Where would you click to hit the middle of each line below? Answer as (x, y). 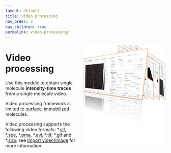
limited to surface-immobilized (37, 109)
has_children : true (26, 27)
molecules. (17, 114)
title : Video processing (32, 16)
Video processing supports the (38, 124)
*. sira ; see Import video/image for (40, 140)
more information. (24, 146)
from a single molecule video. (36, 94)
